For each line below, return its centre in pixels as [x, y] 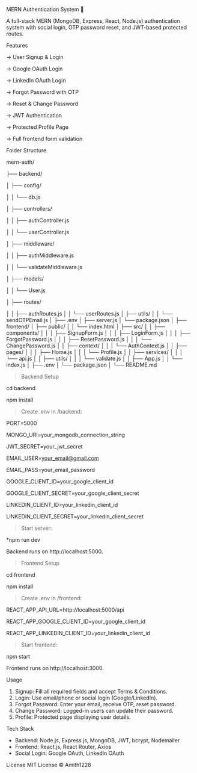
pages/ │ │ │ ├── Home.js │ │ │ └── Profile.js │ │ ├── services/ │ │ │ [95, 352]
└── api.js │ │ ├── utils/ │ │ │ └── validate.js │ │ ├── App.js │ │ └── [95, 359]
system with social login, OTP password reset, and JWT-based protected [97, 27]
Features [17, 45]
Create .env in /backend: [51, 411]
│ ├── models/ [25, 279]
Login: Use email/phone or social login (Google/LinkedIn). [86, 698]
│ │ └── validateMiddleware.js [44, 267]
